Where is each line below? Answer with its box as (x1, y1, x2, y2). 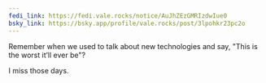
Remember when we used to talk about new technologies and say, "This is (8, 41, 258, 51)
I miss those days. (8, 65, 69, 75)
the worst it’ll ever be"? (8, 50, 86, 60)
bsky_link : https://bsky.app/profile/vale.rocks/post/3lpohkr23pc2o (8, 19, 246, 27)
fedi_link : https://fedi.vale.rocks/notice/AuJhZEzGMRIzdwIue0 (8, 11, 228, 20)
